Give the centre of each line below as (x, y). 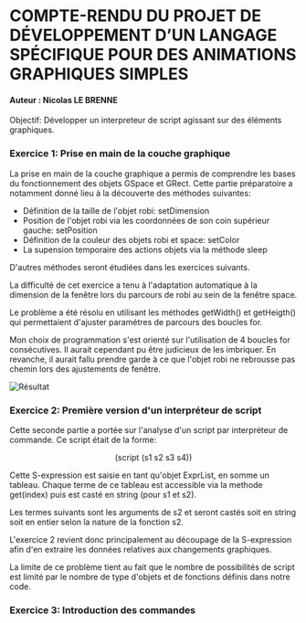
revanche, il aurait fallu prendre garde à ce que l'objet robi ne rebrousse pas (153, 359)
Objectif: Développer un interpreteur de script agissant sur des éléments (146, 121)
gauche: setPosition (60, 230)
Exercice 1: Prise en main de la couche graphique (120, 153)
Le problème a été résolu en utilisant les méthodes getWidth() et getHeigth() (153, 312)
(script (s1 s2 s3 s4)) (153, 457)
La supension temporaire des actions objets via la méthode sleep (145, 249)
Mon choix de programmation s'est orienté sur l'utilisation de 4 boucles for (150, 340)
